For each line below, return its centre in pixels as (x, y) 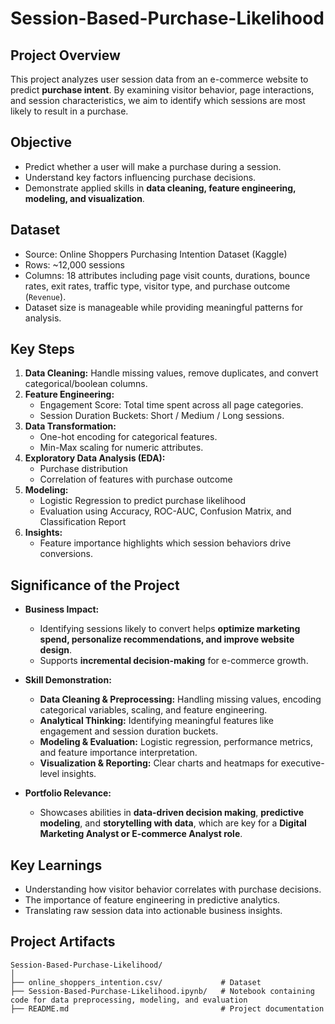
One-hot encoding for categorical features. (128, 437)
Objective (41, 142)
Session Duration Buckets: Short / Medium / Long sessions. (162, 416)
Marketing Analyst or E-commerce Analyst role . (141, 834)
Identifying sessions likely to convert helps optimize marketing (170, 629)
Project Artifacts (63, 942)
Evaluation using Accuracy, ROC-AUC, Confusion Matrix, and (165, 511)
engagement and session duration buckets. (129, 731)
